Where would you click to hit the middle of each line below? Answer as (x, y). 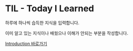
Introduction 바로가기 (26, 43)
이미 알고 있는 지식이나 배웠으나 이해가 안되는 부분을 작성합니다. (67, 33)
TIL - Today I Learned (50, 9)
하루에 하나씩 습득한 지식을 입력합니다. (42, 23)
